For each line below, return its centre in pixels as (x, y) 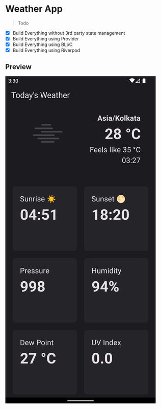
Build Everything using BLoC (43, 44)
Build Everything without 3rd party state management (69, 33)
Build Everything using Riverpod (46, 50)
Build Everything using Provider (46, 39)
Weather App (34, 9)
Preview (19, 67)
